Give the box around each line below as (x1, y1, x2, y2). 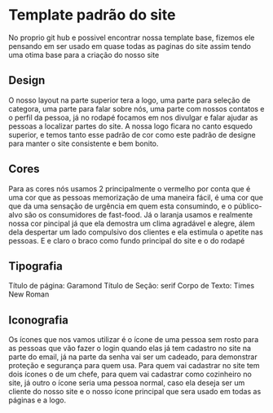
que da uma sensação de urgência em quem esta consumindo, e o (8, 201, 232, 211)
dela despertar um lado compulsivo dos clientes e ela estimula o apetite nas (8, 226, 263, 237)
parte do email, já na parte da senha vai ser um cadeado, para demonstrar (8, 352, 258, 362)
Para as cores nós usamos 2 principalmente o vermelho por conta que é (8, 183, 251, 193)
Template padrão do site (8, 6, 176, 24)
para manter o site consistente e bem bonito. (8, 138, 159, 148)
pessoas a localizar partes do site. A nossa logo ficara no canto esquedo (8, 121, 253, 131)
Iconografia (8, 313, 69, 327)
